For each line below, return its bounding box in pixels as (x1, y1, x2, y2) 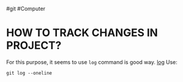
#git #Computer (6, 5, 46, 12)
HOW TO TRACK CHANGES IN (6, 26, 158, 40)
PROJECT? (6, 39, 62, 53)
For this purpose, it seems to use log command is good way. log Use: (6, 58, 178, 65)
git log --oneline (6, 70, 52, 76)
